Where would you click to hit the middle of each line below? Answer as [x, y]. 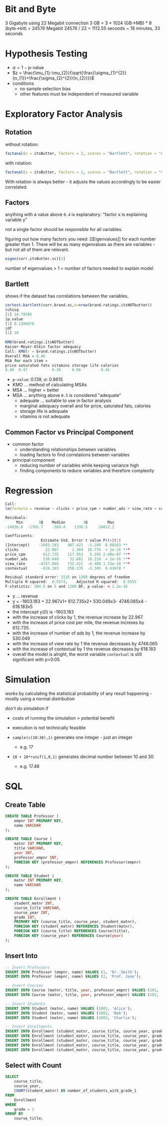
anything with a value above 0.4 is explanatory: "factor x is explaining [76, 215]
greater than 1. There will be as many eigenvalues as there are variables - [80, 245]
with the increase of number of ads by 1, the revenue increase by [79, 633]
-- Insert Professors [28, 967]
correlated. [16, 187]
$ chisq [12, 310]
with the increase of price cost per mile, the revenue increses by [78, 623]
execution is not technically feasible [49, 728]
